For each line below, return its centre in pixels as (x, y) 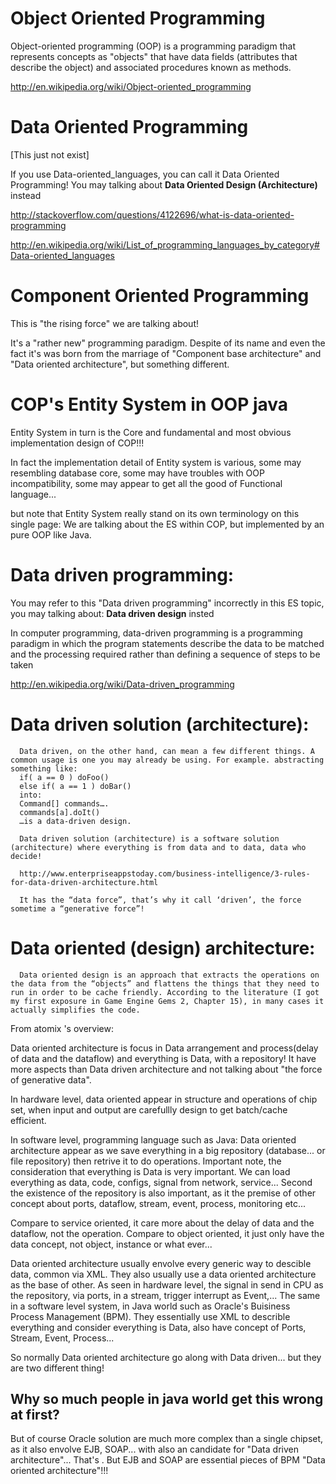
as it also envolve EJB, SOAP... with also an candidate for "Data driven (154, 1449)
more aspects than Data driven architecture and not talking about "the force (166, 1069)
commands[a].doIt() (60, 812)
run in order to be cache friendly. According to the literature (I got (165, 992)
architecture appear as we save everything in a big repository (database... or (168, 1150)
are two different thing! (57, 1368)
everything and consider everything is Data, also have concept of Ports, (158, 1327)
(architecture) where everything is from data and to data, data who (158, 847)
